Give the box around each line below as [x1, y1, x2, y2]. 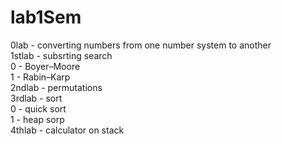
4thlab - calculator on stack [10, 124, 125, 136]
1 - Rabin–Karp [10, 71, 71, 83]
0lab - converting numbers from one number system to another [10, 39, 272, 51]
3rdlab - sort [10, 92, 63, 104]
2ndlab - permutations [10, 81, 103, 93]
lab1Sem [10, 6, 82, 29]
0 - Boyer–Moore [10, 60, 81, 72]
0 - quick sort [10, 102, 67, 115]
